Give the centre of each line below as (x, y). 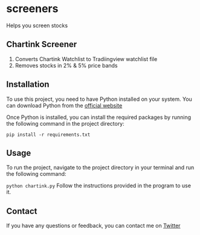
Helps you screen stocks (37, 25)
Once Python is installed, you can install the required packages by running (99, 117)
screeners (32, 9)
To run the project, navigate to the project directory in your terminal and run (100, 167)
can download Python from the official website (64, 105)
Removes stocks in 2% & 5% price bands (66, 65)
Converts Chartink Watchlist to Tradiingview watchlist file (86, 59)
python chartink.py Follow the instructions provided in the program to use (99, 185)
